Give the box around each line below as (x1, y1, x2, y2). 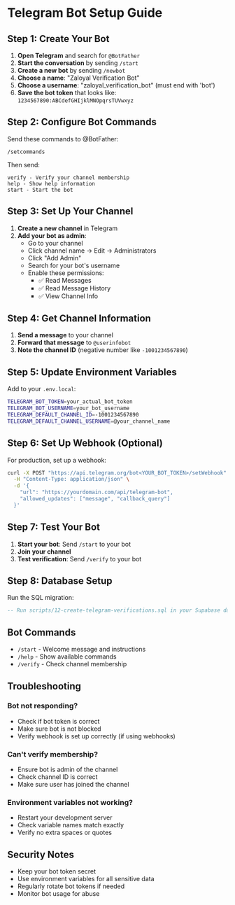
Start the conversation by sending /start (17, 59, 138, 67)
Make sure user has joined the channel (17, 780, 129, 789)
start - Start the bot (7, 186, 73, 193)
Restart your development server (17, 813, 113, 822)
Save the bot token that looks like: (17, 89, 117, 97)
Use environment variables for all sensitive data (17, 875, 155, 883)
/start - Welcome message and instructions (17, 645, 146, 654)
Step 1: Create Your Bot (7, 33, 110, 45)
